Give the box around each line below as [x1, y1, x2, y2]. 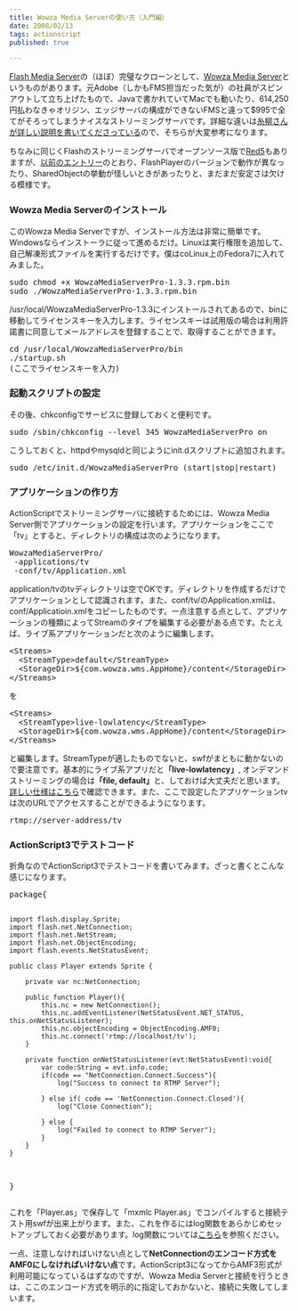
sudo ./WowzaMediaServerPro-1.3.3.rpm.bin [9, 286, 197, 296]
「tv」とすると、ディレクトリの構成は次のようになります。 [9, 530, 225, 541]
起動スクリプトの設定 [9, 387, 101, 399]
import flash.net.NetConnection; [9, 923, 133, 932]
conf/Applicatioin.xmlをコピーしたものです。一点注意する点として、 [9, 606, 257, 617]
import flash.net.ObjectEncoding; [9, 938, 138, 947]
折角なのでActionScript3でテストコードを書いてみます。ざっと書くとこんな [9, 861, 285, 872]
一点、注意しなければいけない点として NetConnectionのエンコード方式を [9, 1249, 278, 1259]
